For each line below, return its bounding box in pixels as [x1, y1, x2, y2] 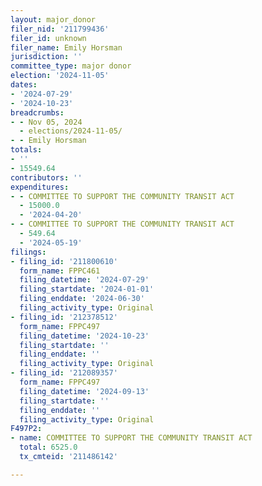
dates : [10, 80, 38, 90]
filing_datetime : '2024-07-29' [19, 275, 150, 285]
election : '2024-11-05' [10, 71, 110, 81]
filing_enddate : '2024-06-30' [19, 294, 145, 304]
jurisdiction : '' [10, 52, 83, 62]
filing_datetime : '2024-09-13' [19, 386, 150, 396]
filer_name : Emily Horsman [10, 42, 123, 53]
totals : [10, 145, 43, 155]
